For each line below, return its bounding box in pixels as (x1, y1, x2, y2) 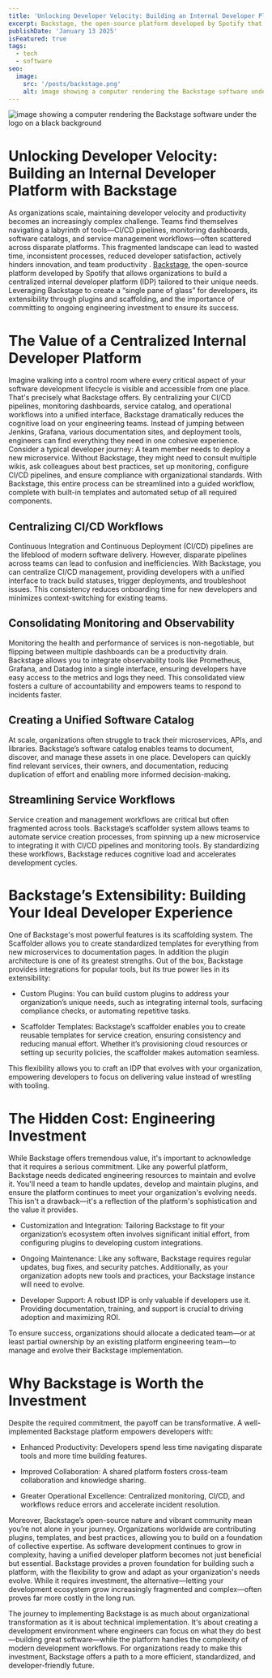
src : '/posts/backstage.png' (23, 80, 121, 88)
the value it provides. (8, 1205, 79, 1214)
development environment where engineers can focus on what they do (8, 1626, 245, 1636)
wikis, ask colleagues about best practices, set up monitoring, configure (8, 462, 249, 472)
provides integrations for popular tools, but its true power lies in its (8, 964, 230, 974)
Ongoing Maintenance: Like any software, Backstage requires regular (19, 1253, 252, 1263)
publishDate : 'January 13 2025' (8, 27, 117, 35)
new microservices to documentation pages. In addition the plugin (8, 947, 229, 957)
